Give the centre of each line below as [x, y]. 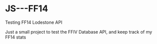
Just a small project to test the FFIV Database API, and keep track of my [79, 32]
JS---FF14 [27, 9]
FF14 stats [16, 37]
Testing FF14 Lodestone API [34, 22]
